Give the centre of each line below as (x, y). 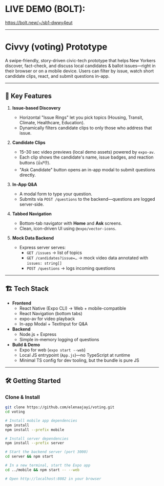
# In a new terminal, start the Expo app (48, 465)
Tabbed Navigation (32, 213)
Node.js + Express (38, 334)
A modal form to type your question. (56, 194)
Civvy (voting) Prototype (56, 47)
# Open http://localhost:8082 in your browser (53, 479)
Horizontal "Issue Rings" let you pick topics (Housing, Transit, (81, 117)
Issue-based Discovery (36, 108)
